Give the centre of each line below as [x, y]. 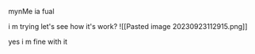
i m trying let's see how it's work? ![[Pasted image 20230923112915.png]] [128, 26]
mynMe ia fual [31, 11]
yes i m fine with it [38, 41]
